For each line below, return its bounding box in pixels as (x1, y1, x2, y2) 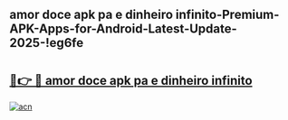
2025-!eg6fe (9, 35, 84, 51)
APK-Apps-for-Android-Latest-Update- (9, 22, 237, 37)
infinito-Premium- (175, 7, 280, 23)
